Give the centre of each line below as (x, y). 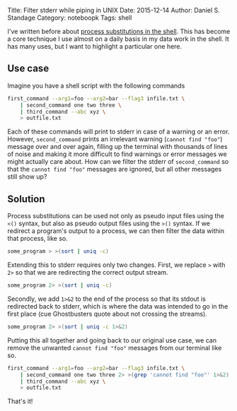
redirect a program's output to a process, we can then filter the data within (116, 231)
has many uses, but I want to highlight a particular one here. (95, 46)
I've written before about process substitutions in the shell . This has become (119, 31)
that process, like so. (38, 239)
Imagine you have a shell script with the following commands (96, 85)
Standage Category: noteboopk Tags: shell (70, 18)
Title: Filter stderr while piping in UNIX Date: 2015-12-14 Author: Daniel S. (114, 10)
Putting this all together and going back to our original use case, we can (112, 340)
